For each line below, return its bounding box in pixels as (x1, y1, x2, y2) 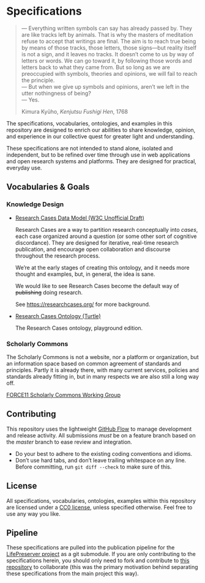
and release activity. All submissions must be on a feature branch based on (6, 431, 196, 439)
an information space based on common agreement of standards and (6, 360, 182, 367)
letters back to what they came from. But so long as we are (21, 63, 170, 71)
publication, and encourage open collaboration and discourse (15, 245, 171, 253)
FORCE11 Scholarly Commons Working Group (6, 391, 121, 398)
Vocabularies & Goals (6, 182, 90, 192)
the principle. (21, 76, 55, 84)
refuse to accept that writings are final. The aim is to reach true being (21, 37, 196, 45)
